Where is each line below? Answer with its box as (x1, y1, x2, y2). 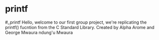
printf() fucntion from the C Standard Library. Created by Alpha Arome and (5, 24, 155, 30)
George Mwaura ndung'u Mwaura (5, 29, 73, 35)
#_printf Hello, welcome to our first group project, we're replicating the (5, 19, 147, 25)
